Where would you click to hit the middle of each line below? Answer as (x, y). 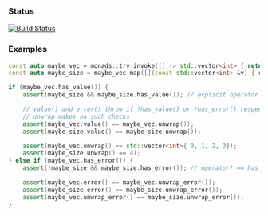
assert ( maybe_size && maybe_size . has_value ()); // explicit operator (141, 95)
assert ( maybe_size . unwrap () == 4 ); (82, 153)
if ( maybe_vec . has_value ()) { (59, 88)
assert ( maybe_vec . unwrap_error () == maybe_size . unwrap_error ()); (134, 197)
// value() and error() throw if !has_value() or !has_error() (130, 109)
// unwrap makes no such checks (76, 116)
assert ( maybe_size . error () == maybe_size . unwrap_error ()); (123, 190)
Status (21, 11)
